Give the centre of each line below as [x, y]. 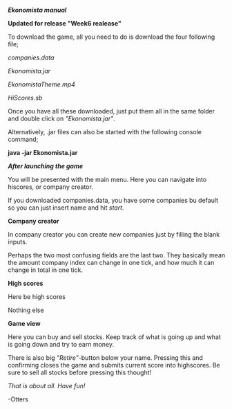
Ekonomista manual [37, 10]
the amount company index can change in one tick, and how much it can [111, 263]
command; [23, 139]
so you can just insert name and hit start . [66, 208]
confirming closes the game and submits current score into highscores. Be [114, 365]
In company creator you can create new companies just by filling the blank [114, 234]
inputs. [18, 242]
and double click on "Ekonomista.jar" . [62, 118]
